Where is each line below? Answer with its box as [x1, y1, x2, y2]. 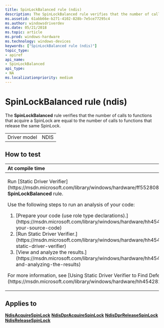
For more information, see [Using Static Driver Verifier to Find [7, 272, 148, 279]
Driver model [7, 134, 38, 141]
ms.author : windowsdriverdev [5, 20, 64, 26]
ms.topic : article [5, 30, 42, 35]
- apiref [5, 52, 23, 58]
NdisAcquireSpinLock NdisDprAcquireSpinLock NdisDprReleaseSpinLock [5, 312, 159, 318]
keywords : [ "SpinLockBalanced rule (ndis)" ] [5, 43, 97, 48]
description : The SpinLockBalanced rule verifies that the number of [5, 12, 150, 17]
